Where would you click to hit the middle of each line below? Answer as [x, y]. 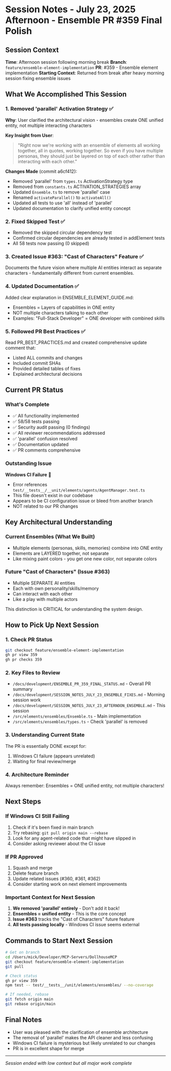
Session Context [32, 50]
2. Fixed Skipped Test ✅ [35, 221]
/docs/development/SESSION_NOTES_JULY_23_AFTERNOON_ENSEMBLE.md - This [89, 706]
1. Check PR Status [29, 640]
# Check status [21, 976]
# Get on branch [22, 952]
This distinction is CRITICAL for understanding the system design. [74, 609]
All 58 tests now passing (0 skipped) [51, 243]
